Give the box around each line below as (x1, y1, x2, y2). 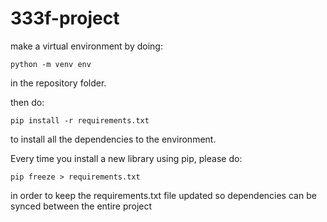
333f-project (10, 7, 120, 30)
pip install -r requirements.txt (10, 115, 150, 126)
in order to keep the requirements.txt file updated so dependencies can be (10, 189, 317, 201)
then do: (10, 96, 45, 108)
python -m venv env (10, 59, 92, 69)
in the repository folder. (10, 77, 107, 89)
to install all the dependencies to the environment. (10, 133, 217, 145)
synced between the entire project (10, 200, 153, 212)
